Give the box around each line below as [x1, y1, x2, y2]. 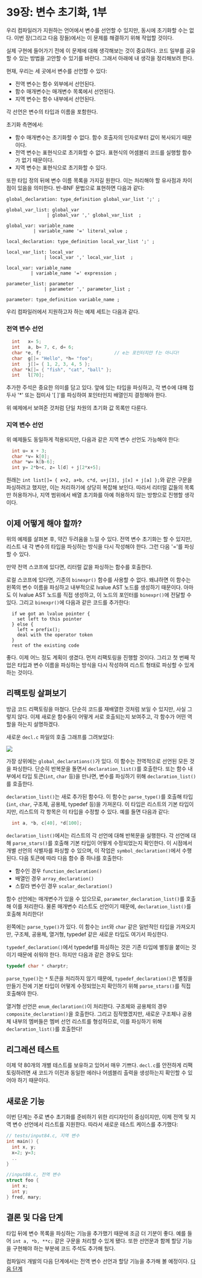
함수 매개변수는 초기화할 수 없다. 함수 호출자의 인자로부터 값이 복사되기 [14, 133, 181, 141]
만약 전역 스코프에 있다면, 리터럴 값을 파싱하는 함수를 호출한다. [6, 563, 153, 570]
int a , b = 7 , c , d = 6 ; [11, 345, 74, 351]
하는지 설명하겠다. [17, 720, 60, 728]
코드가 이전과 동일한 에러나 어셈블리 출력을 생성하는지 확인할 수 [38, 1069, 187, 1076]
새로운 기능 [6, 1096, 45, 1106]
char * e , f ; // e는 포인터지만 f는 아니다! [11, 349, 180, 356]
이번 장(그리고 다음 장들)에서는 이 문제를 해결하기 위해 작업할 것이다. [14, 34, 174, 41]
